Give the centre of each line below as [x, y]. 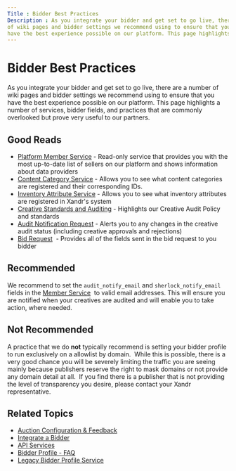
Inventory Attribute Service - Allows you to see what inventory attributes [122, 194]
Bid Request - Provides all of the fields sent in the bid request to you [117, 239]
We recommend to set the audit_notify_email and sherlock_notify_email [114, 285]
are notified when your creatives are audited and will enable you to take [111, 300]
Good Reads [34, 140]
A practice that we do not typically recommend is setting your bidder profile [117, 347]
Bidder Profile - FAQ [46, 453]
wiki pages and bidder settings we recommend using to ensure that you [111, 95]
